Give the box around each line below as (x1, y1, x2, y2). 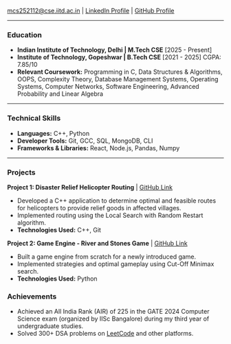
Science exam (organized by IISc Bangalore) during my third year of (16, 314, 210, 323)
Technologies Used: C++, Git (16, 225, 102, 234)
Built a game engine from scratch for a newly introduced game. (16, 252, 197, 261)
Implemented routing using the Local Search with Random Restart (16, 211, 203, 219)
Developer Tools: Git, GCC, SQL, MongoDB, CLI (16, 136, 153, 145)
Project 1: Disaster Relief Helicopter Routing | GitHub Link (7, 183, 173, 191)
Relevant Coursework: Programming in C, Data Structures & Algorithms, (16, 68, 223, 76)
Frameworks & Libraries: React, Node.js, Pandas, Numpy (16, 143, 180, 152)
